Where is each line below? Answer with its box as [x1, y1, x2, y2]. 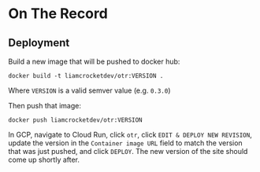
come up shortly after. [8, 155, 80, 164]
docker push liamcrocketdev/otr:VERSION [8, 116, 143, 124]
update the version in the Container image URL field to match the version [8, 138, 243, 148]
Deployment [8, 36, 70, 49]
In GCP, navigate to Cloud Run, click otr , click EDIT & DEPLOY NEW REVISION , [8, 130, 252, 139]
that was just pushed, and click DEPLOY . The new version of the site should [8, 147, 248, 156]
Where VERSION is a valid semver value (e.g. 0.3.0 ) [8, 86, 171, 95]
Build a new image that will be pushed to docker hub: [8, 57, 180, 66]
